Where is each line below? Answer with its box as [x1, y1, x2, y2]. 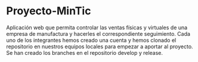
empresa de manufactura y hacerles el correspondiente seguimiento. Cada [6, 30, 191, 37]
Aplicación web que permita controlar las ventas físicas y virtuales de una [6, 24, 188, 31]
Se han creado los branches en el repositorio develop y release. [6, 49, 163, 56]
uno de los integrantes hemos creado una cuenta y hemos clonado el [6, 36, 177, 44]
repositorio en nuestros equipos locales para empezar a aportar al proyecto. [6, 43, 193, 50]
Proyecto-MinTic [6, 4, 91, 18]
